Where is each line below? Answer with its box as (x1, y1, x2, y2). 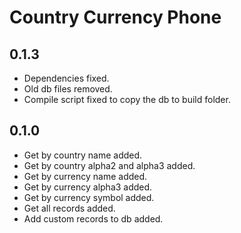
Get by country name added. (23, 149, 143, 161)
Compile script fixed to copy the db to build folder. (23, 94, 231, 105)
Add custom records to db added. (23, 212, 164, 225)
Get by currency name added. (23, 170, 148, 182)
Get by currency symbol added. (23, 191, 155, 203)
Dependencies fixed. (23, 72, 110, 84)
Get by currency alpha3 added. (23, 181, 153, 193)
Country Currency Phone (9, 6, 222, 29)
